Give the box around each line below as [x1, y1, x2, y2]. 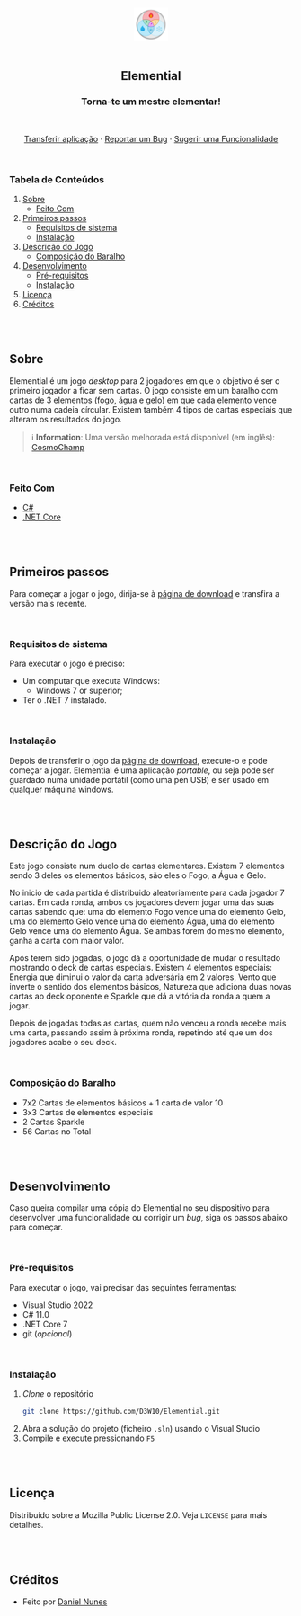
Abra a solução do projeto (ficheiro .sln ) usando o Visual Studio [22, 1423, 261, 1434]
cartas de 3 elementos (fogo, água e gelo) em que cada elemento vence [9, 395, 277, 405]
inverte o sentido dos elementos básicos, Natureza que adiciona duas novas [9, 981, 292, 992]
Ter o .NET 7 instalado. [22, 695, 108, 706]
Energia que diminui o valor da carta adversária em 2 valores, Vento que [9, 972, 277, 982]
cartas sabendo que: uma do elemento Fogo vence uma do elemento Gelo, [9, 907, 286, 918]
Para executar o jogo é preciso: [9, 658, 126, 670]
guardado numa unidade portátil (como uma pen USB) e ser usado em [9, 774, 270, 785]
